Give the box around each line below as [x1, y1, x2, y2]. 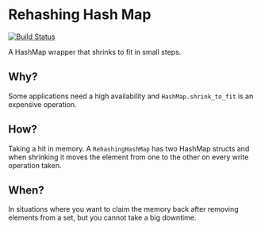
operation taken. [8, 160, 62, 170]
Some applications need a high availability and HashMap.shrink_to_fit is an [8, 91, 254, 101]
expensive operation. [8, 99, 77, 109]
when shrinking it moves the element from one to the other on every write [8, 152, 249, 162]
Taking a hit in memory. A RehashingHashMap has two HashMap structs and [8, 144, 250, 153]
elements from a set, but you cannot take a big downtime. [8, 213, 197, 223]
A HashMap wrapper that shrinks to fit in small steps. [8, 47, 182, 56]
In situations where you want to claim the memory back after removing [8, 205, 240, 214]
